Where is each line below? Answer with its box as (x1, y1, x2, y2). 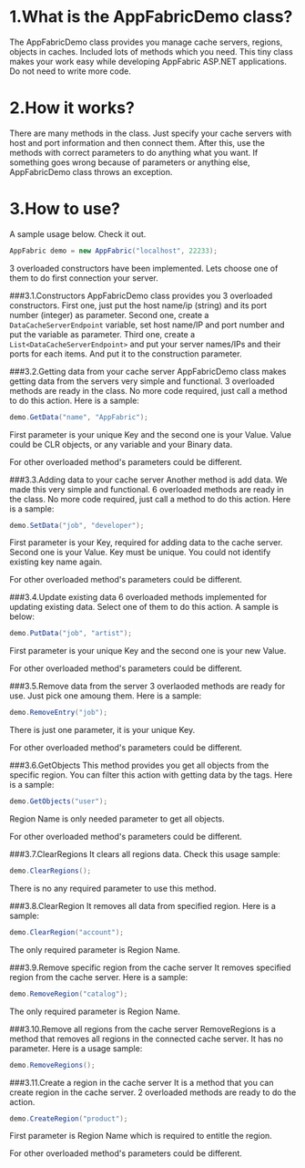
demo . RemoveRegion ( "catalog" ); (9, 989, 128, 998)
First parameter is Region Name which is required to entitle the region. (9, 1131, 273, 1142)
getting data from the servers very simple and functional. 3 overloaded (9, 376, 275, 387)
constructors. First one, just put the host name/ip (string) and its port (9, 299, 267, 311)
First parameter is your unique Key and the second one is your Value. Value (9, 429, 291, 439)
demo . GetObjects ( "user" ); (9, 797, 107, 806)
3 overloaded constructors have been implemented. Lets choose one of (9, 263, 279, 274)
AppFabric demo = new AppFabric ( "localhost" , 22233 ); (9, 246, 219, 255)
